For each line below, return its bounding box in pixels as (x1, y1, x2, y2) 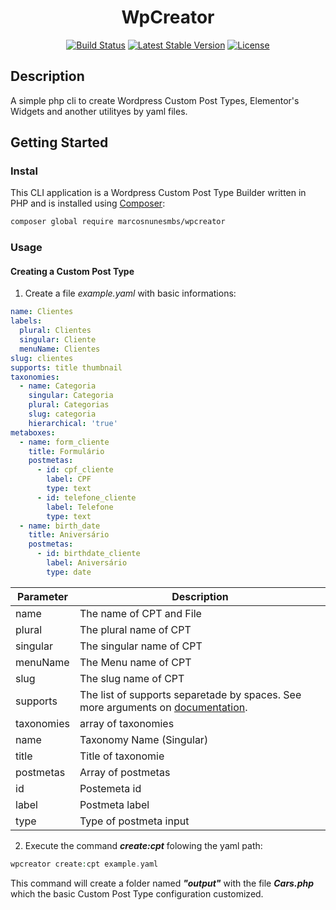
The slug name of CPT (79, 671, 185, 685)
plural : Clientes (19, 326, 92, 336)
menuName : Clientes (19, 344, 101, 354)
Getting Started (10, 134, 109, 151)
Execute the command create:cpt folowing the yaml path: (24, 839, 263, 851)
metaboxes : (10, 427, 56, 438)
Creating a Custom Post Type (10, 265, 135, 277)
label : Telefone (46, 502, 114, 512)
